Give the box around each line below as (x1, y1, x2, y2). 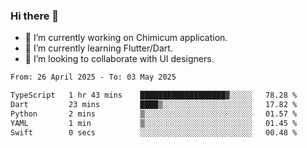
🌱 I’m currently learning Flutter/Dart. (24, 42, 173, 54)
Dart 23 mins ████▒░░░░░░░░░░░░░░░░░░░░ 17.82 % (10, 100, 298, 110)
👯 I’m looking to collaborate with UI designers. (24, 53, 215, 65)
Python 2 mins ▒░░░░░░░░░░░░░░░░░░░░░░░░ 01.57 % (10, 109, 298, 119)
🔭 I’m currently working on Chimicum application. (24, 32, 228, 44)
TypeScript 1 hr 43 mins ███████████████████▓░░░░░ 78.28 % (10, 90, 298, 101)
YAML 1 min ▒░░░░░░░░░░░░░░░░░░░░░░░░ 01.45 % (10, 118, 298, 128)
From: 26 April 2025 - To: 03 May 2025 (10, 72, 177, 83)
